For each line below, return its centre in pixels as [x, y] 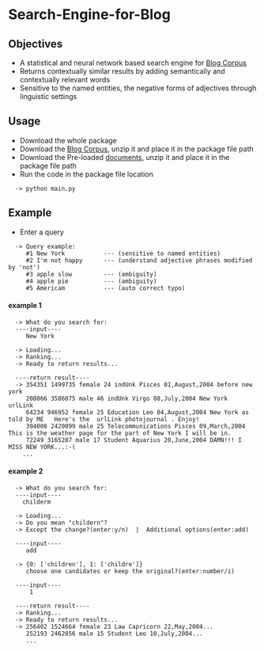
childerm [37, 502]
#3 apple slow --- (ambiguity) [91, 274]
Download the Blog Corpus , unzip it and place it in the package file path [137, 149]
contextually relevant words [65, 80]
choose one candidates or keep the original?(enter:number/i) [130, 572]
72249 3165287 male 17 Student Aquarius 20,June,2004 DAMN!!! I [134, 440]
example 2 [26, 471]
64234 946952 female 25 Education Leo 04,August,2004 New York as [137, 412]
